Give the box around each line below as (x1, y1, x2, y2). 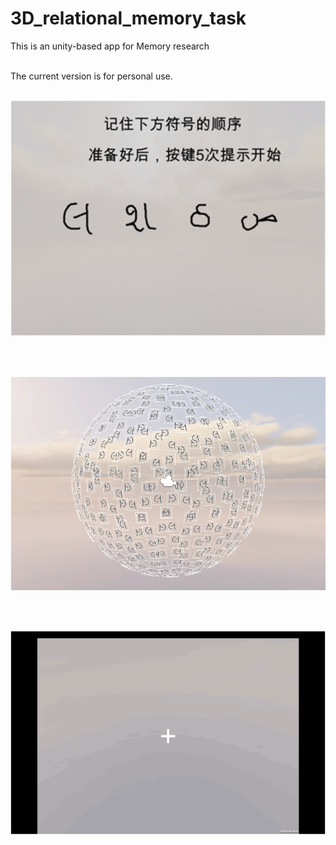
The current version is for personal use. (10, 70, 173, 82)
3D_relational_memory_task (10, 7, 247, 30)
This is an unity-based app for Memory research (10, 40, 210, 52)
